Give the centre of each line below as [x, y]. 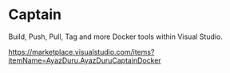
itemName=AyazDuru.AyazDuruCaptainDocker [85, 60]
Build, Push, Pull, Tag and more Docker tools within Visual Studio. [116, 36]
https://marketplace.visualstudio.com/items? [81, 52]
